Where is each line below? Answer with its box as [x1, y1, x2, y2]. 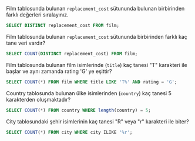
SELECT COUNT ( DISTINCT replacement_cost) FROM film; [6, 51, 138, 56]
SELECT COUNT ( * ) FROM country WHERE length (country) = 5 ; [6, 107, 151, 113]
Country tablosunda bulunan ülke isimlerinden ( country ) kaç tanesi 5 [6, 89, 172, 96]
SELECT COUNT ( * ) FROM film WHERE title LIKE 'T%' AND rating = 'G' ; [6, 79, 177, 85]
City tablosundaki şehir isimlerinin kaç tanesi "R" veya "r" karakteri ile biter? [6, 117, 189, 125]
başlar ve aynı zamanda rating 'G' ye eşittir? [6, 68, 112, 75]
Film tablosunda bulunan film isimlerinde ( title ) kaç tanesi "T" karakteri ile [6, 61, 187, 68]
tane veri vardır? [6, 39, 46, 46]
